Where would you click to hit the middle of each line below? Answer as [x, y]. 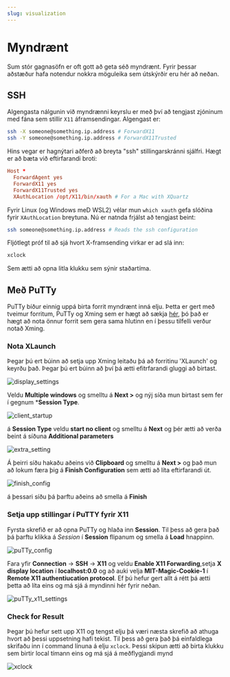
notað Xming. [26, 329]
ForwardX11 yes [35, 184]
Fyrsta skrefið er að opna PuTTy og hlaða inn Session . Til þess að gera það [113, 529]
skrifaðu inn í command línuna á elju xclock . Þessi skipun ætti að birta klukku [115, 645]
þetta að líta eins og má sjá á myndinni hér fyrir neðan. [84, 585]
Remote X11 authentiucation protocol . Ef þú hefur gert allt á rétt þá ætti [109, 578]
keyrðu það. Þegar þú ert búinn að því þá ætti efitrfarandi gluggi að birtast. [112, 369]
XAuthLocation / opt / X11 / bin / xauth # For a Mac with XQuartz [101, 196]
